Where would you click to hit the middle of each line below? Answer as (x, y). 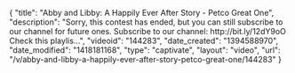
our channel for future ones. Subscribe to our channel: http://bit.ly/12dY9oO (147, 31)
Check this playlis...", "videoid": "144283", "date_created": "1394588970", (144, 40)
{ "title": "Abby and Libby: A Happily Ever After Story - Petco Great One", (142, 13)
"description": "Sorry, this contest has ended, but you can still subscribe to (146, 22)
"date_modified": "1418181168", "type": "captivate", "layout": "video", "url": (145, 50)
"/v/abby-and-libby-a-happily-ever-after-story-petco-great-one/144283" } (145, 59)
